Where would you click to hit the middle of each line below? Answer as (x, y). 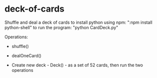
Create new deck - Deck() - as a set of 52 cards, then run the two (77, 65)
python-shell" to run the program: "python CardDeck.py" (61, 27)
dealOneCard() (26, 55)
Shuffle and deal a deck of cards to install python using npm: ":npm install (78, 22)
